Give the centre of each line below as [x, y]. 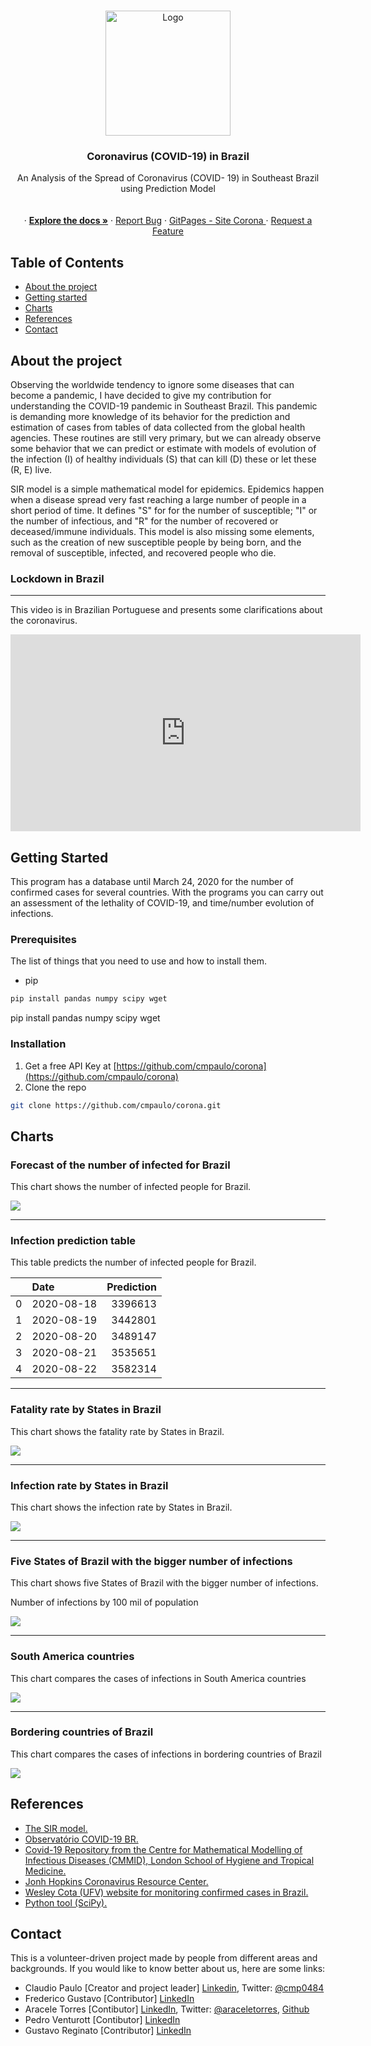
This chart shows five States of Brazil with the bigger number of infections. [164, 1583]
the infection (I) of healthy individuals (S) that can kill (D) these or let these [163, 459]
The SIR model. [56, 1828]
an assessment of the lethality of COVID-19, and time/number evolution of [162, 903]
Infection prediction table [73, 1240]
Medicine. [45, 1871]
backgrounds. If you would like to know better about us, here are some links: [168, 1969]
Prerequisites [43, 939]
